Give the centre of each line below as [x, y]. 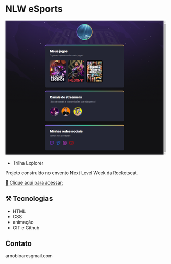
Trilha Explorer [28, 163]
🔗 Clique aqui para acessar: [34, 182]
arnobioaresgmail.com [29, 256]
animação [23, 222]
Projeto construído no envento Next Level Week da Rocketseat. [72, 173]
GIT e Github [26, 227]
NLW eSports [34, 9]
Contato [18, 243]
